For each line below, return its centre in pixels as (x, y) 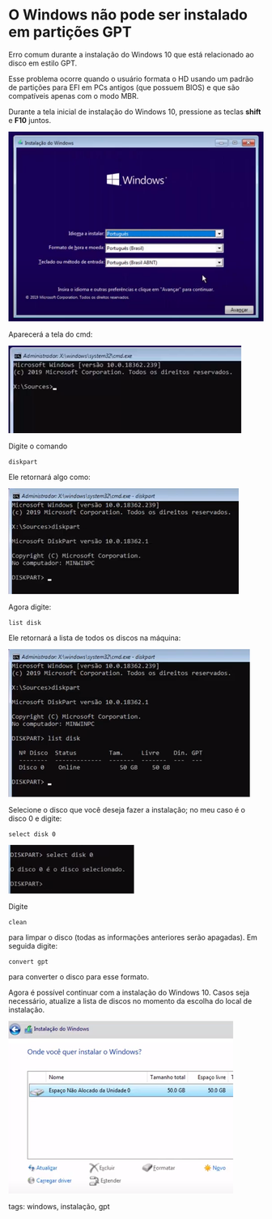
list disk (25, 623)
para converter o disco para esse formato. (79, 977)
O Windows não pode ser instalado (128, 15)
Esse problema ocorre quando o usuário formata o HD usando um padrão (131, 79)
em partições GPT (70, 32)
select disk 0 (32, 835)
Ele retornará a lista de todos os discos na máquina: (95, 638)
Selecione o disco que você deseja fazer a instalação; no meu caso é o (127, 810)
